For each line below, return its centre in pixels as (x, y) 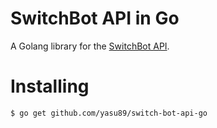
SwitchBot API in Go (95, 18)
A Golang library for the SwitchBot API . (90, 46)
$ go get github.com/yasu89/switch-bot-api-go (109, 113)
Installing (50, 86)
